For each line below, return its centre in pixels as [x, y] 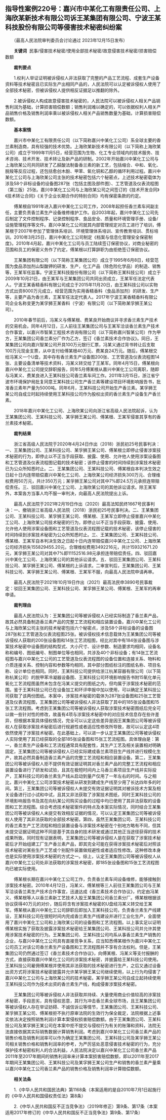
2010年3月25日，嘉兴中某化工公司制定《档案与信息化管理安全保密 [81, 237]
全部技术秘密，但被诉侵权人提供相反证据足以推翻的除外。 [63, 90]
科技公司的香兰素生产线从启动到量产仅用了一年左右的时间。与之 [87, 776]
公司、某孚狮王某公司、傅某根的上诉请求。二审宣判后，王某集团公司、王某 [85, 565]
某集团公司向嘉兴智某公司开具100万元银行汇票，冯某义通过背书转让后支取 [80, 344]
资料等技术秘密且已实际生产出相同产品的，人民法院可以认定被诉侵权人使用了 [83, 84]
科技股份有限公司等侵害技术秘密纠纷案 [63, 27]
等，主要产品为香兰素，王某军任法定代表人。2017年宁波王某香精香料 [75, 297]
